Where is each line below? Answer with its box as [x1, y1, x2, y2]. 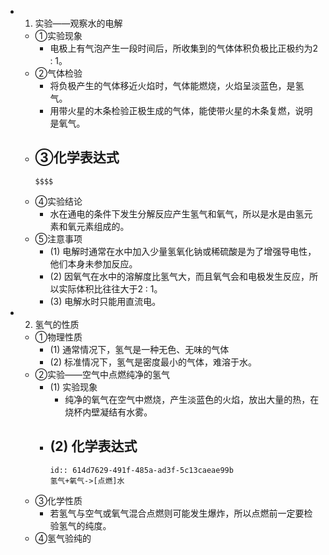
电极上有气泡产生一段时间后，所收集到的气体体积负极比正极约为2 [49, 42, 318, 54]
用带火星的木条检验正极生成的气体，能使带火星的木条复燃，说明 [49, 105, 313, 116]
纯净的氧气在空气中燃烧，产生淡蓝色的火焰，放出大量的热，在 [64, 393, 320, 405]
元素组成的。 [76, 220, 130, 232]
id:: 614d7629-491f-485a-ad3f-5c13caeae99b [49, 465, 234, 475]
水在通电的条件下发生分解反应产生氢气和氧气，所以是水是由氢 [49, 207, 305, 220]
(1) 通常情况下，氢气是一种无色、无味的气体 [49, 343, 230, 355]
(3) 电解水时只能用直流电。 [49, 295, 162, 307]
